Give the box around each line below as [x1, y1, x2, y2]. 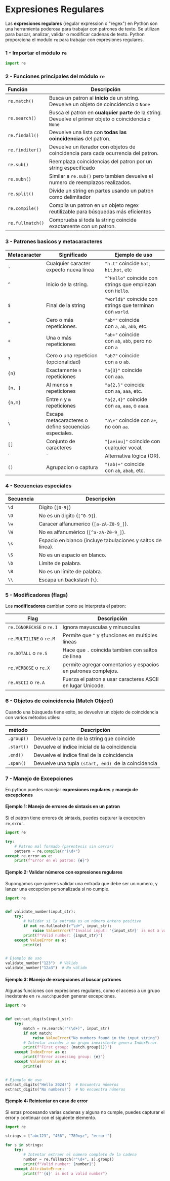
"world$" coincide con [104, 295, 158, 302]
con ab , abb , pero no [104, 337, 152, 344]
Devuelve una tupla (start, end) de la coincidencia [33, 760, 158, 767]
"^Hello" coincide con [104, 274, 158, 282]
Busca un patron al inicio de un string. [49, 95, 140, 102]
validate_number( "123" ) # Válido [5, 960, 78, 966]
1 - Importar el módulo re [5, 49, 67, 56]
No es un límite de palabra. [38, 568, 102, 575]
